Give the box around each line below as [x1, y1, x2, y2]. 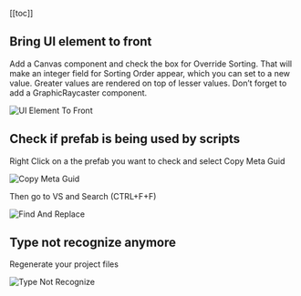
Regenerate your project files [9, 259, 119, 270]
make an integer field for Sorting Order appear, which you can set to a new [9, 67, 290, 78]
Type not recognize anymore [9, 235, 176, 250]
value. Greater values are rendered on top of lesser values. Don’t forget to [9, 77, 287, 88]
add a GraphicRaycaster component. [9, 87, 148, 98]
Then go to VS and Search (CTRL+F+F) [9, 190, 157, 201]
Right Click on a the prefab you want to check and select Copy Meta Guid [9, 155, 285, 167]
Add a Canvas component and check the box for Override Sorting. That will [9, 58, 293, 69]
